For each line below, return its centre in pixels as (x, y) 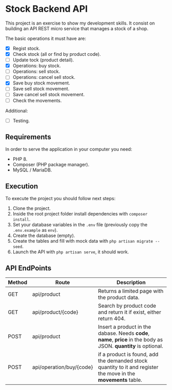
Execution (22, 186)
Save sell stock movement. (41, 89)
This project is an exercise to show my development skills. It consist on (80, 23)
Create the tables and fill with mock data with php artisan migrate (83, 241)
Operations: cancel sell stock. (44, 77)
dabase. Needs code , (124, 333)
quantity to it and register (128, 367)
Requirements (28, 137)
